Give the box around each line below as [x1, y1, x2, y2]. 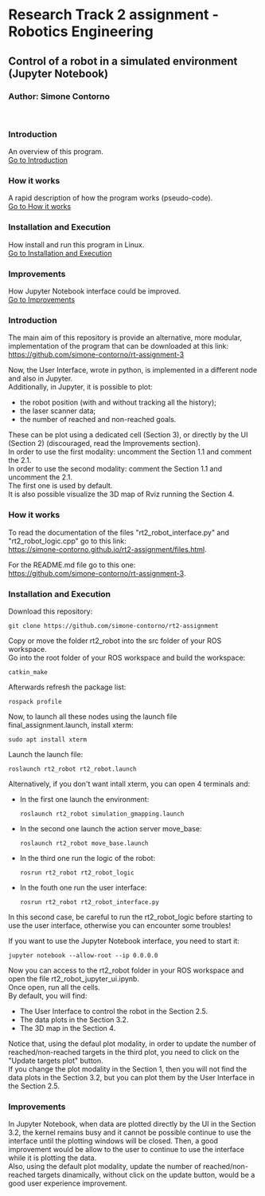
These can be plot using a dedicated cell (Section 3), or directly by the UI [8, 430, 248, 440]
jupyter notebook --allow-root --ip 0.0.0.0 [8, 951, 158, 959]
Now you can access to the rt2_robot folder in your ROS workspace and [8, 965, 244, 975]
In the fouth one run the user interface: [19, 882, 147, 892]
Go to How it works [8, 202, 72, 211]
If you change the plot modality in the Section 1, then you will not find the [8, 1064, 247, 1074]
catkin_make [8, 668, 48, 676]
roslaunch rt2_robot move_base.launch [19, 839, 149, 847]
